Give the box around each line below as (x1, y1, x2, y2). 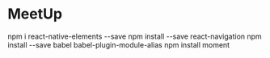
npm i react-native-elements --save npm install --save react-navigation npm (7, 31, 262, 41)
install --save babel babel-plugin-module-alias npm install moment (7, 39, 230, 49)
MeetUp (7, 5, 62, 23)
